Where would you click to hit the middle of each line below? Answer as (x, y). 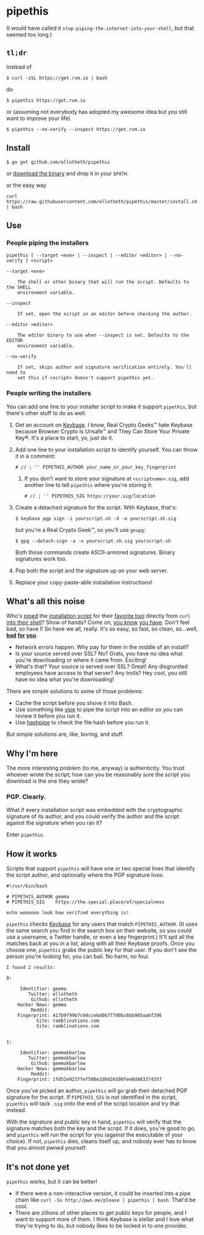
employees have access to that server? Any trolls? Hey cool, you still (101, 673)
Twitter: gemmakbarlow (57, 1058)
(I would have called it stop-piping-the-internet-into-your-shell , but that (100, 28)
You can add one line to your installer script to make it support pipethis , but (101, 407)
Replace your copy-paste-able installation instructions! (84, 582)
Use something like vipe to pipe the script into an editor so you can (99, 710)
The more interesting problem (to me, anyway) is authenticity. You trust (95, 768)
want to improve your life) (39, 118)
